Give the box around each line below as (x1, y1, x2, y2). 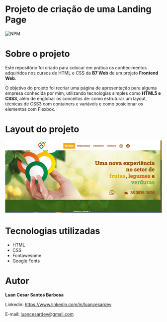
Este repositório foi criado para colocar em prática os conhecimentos (5, 64, 147, 70)
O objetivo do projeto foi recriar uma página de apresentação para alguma (5, 85, 157, 91)
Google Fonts (12, 258, 40, 264)
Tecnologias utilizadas (5, 226, 100, 237)
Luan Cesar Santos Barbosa (5, 292, 64, 298)
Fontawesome (12, 253, 42, 259)
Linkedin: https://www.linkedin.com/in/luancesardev (5, 302, 112, 308)
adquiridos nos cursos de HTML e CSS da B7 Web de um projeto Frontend (5, 70, 159, 76)
